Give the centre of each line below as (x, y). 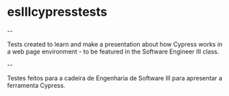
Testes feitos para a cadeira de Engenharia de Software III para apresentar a (115, 78)
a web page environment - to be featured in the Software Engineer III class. (113, 51)
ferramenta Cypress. (36, 85)
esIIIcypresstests (57, 12)
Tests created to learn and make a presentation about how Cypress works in (115, 44)
